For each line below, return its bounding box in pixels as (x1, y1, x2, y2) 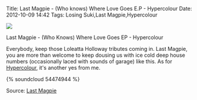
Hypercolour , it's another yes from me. (6, 64, 101, 71)
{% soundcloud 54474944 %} (6, 76, 80, 82)
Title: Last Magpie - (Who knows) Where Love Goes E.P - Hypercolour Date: (6, 5, 192, 12)
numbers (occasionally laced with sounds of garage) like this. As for (6, 58, 173, 64)
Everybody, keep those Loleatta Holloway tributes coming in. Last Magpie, (6, 46, 188, 52)
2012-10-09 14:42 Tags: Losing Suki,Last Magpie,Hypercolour (6, 11, 158, 18)
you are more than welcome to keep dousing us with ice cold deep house (6, 51, 186, 59)
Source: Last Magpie (6, 87, 57, 94)
